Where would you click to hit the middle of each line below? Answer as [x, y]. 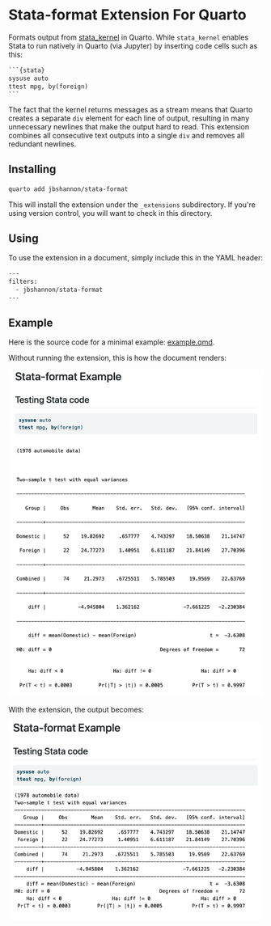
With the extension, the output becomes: [76, 709]
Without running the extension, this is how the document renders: [117, 358]
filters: [23, 282]
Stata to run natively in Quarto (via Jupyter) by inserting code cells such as [133, 45]
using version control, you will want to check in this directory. [110, 213]
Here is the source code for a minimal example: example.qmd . [112, 342]
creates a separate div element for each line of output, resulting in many [129, 118]
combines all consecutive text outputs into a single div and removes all [127, 135]
